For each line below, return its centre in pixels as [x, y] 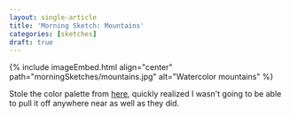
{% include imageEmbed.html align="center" [91, 67]
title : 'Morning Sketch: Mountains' [77, 26]
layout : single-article [53, 17]
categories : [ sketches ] [53, 34]
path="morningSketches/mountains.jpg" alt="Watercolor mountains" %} [141, 77]
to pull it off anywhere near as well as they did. [94, 104]
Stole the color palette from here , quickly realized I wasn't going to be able [145, 94]
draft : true [31, 42]
